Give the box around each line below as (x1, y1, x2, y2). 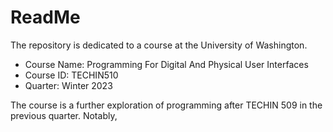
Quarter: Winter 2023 (24, 79, 113, 91)
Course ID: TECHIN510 (24, 69, 119, 81)
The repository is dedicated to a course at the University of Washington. (10, 39, 308, 51)
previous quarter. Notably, (10, 109, 118, 121)
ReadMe (10, 6, 81, 29)
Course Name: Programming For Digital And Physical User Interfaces (24, 58, 309, 70)
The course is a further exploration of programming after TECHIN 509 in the (10, 99, 323, 111)
